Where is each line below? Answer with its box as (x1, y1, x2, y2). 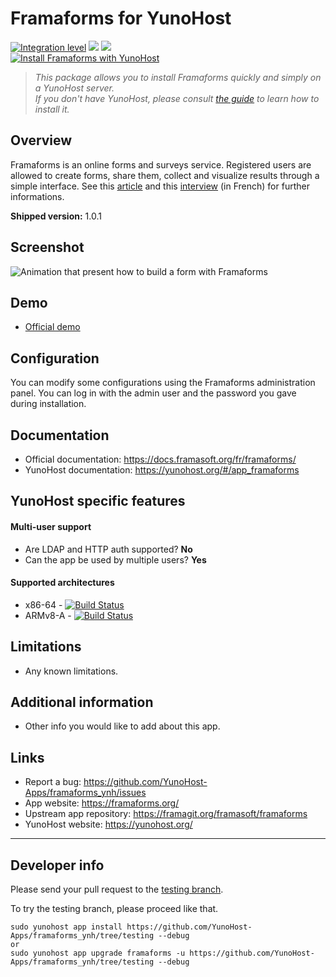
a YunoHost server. (34, 82, 115, 94)
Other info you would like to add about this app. (24, 720, 221, 732)
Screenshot (10, 239, 85, 256)
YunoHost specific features (10, 493, 186, 510)
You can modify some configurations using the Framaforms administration (10, 377, 316, 389)
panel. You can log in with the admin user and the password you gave (10, 387, 297, 399)
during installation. (10, 398, 87, 410)
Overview (10, 132, 73, 149)
